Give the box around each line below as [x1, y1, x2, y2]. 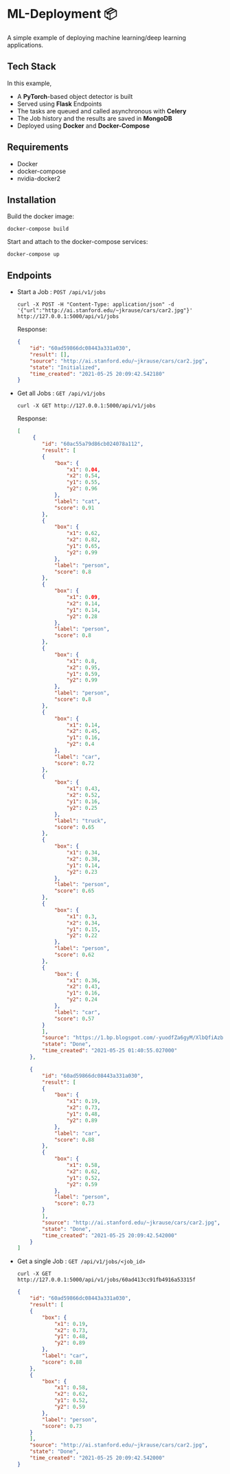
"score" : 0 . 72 [54, 760, 95, 767]
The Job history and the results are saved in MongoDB [16, 114, 173, 122]
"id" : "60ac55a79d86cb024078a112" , [42, 441, 144, 448]
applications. [7, 41, 43, 49]
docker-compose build [7, 225, 69, 233]
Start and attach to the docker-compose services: [7, 238, 148, 246]
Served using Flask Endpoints [16, 100, 102, 108]
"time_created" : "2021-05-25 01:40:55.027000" [42, 1047, 178, 1054]
